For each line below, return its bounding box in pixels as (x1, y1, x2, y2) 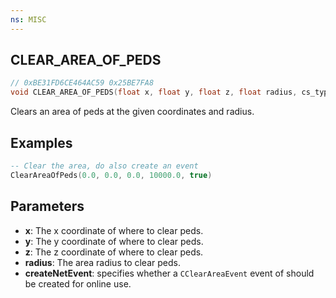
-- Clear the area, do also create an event (10, 161, 199, 171)
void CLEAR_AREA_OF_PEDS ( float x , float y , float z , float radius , (10, 87, 298, 98)
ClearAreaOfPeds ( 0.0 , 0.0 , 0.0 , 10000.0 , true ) (10, 170, 213, 180)
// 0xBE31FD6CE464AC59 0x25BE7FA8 (10, 78, 155, 88)
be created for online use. (24, 277, 132, 290)
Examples (10, 134, 73, 151)
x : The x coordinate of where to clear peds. (24, 224, 204, 236)
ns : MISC (10, 14, 47, 25)
